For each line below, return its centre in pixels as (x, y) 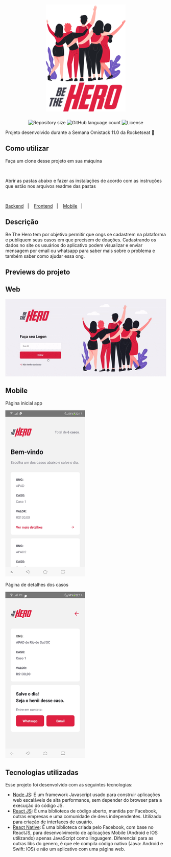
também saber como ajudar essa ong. (45, 256)
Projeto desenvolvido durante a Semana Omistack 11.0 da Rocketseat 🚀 (80, 132)
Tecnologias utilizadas (42, 772)
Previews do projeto (38, 272)
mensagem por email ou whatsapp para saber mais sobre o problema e (80, 251)
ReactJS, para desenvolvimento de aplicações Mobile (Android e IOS (85, 833)
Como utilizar (27, 149)
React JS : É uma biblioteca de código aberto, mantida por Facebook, (85, 811)
